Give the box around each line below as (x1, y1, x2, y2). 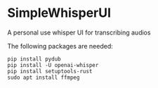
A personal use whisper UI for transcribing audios (7, 28, 151, 37)
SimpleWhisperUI (7, 5, 111, 21)
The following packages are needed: (7, 42, 114, 50)
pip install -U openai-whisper (7, 61, 99, 68)
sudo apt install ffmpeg (7, 74, 80, 81)
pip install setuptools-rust (7, 68, 93, 75)
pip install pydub (7, 55, 61, 63)
